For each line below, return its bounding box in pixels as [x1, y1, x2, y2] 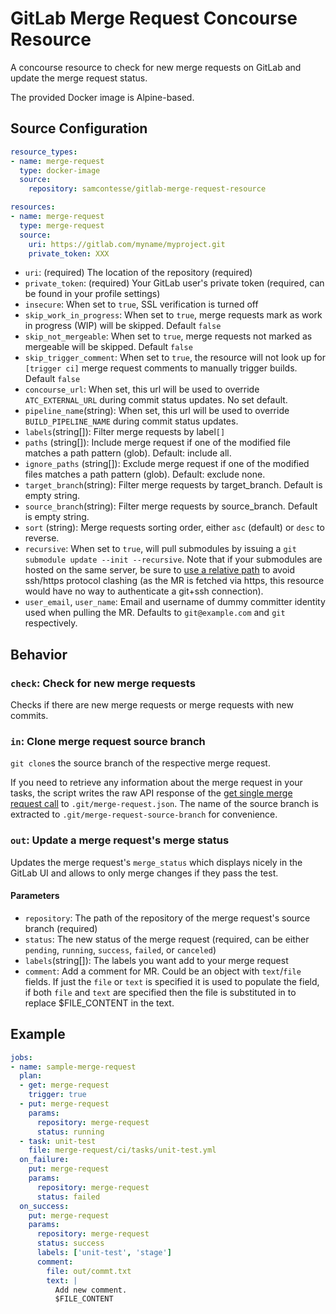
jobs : [10, 1052, 33, 1062]
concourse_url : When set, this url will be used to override [24, 383, 260, 396]
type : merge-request [19, 220, 105, 231]
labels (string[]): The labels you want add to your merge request [24, 954, 289, 966]
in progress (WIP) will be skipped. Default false [24, 320, 222, 332]
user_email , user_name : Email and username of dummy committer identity [24, 596, 326, 608]
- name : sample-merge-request [10, 1062, 137, 1072]
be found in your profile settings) [24, 288, 161, 300]
